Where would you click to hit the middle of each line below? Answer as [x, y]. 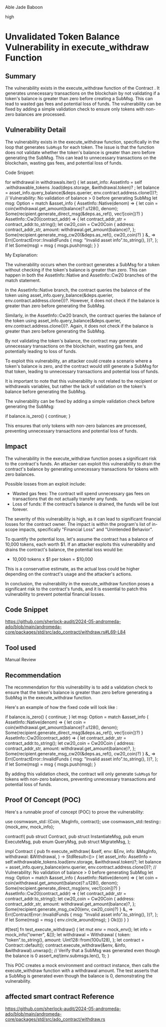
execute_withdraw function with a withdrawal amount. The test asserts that [82, 970]
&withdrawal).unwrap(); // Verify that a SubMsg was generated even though [83, 950]
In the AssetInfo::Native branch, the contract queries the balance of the [78, 290]
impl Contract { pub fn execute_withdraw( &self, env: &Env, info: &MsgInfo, [81, 851]
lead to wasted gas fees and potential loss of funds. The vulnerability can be [83, 104]
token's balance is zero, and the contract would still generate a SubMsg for [82, 366]
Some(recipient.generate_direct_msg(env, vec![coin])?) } [63, 888]
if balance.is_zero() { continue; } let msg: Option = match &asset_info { [77, 717]
